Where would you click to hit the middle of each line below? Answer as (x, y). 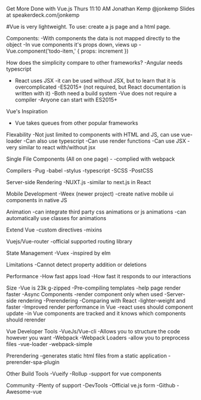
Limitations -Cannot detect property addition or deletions (77, 264)
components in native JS (37, 200)
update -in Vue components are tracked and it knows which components (96, 313)
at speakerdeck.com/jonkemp (43, 15)
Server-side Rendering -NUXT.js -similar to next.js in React (79, 182)
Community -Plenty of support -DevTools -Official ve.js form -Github (91, 385)
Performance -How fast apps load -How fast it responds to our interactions (99, 276)
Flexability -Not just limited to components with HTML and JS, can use (93, 135)
